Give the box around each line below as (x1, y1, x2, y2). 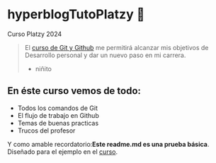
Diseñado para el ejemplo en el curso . (7, 147, 118, 156)
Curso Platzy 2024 (7, 30, 62, 38)
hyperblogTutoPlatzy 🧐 (7, 6, 145, 23)
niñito (35, 64, 52, 73)
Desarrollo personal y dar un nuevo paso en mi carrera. (24, 51, 186, 59)
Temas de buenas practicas (17, 119, 99, 127)
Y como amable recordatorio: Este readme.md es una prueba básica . (7, 140, 210, 148)
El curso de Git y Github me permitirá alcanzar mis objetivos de (24, 43, 209, 52)
